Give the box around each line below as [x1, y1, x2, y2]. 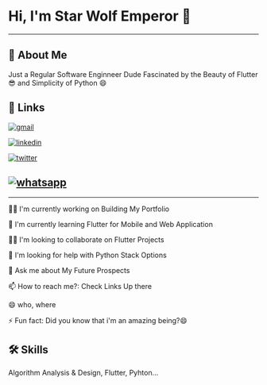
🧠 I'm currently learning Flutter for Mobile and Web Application [8, 220, 213, 229]
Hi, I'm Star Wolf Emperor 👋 [8, 7, 192, 25]
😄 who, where [8, 300, 56, 310]
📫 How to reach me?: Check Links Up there [8, 282, 153, 291]
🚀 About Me [8, 48, 68, 62]
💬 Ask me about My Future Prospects [8, 266, 130, 275]
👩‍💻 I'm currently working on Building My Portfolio [8, 204, 169, 214]
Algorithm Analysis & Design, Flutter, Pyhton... [8, 368, 159, 378]
